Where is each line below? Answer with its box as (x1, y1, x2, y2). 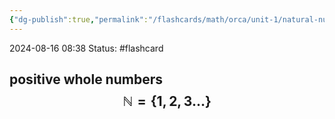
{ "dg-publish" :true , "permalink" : (9, 14, 149, 25)
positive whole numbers (9, 71, 163, 88)
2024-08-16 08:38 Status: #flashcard (9, 42, 164, 54)
